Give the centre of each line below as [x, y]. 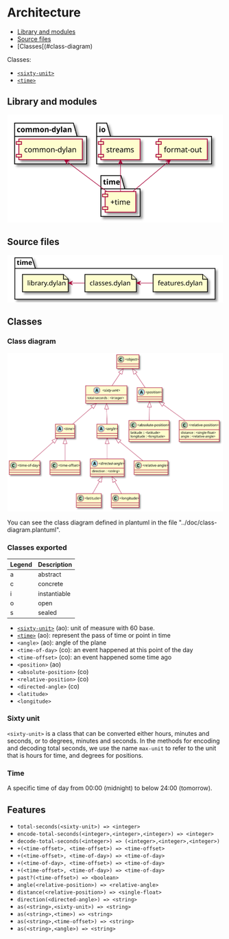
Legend [21, 564]
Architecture [44, 13]
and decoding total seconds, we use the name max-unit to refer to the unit [112, 748]
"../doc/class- [198, 522]
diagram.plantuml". [34, 529]
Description [55, 564]
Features [26, 810]
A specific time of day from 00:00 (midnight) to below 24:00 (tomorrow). [110, 788]
